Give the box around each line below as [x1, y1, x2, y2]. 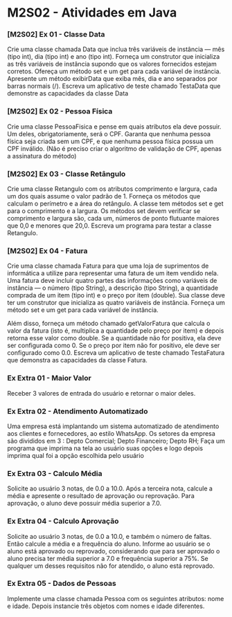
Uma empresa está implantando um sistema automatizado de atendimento [7, 422, 220, 430]
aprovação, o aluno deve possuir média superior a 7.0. [7, 499, 162, 508]
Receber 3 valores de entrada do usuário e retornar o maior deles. [7, 389, 196, 397]
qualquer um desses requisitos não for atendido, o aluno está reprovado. [7, 562, 215, 570]
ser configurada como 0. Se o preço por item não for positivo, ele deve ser [7, 341, 220, 350]
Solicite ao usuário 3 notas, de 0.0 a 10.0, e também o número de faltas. [7, 532, 212, 540]
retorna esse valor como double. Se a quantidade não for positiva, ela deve [7, 334, 222, 342]
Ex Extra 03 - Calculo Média [7, 468, 102, 478]
